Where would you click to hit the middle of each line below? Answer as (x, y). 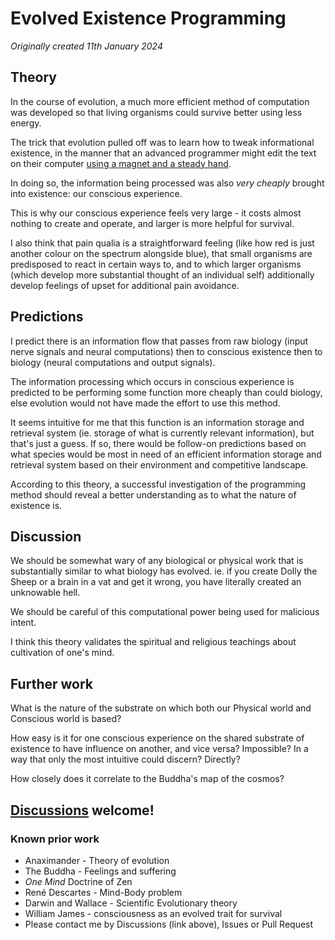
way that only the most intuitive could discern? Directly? (125, 759)
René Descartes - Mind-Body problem (103, 892)
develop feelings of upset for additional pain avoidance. (125, 285)
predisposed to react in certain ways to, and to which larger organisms (156, 264)
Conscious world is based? (66, 719)
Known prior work (55, 839)
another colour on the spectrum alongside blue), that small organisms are (161, 253)
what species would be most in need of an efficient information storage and (166, 454)
